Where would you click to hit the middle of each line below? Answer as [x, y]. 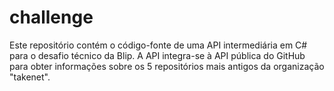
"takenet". [30, 77]
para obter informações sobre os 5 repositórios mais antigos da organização [167, 66]
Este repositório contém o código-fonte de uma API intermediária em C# [158, 45]
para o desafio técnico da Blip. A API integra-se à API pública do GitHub [157, 55]
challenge [51, 17]
